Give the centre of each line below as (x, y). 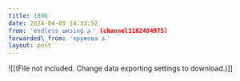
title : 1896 (28, 16)
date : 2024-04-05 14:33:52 (53, 23)
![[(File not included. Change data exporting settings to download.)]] (121, 68)
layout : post (30, 46)
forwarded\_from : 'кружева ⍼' (59, 38)
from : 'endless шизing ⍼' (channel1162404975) (88, 30)
